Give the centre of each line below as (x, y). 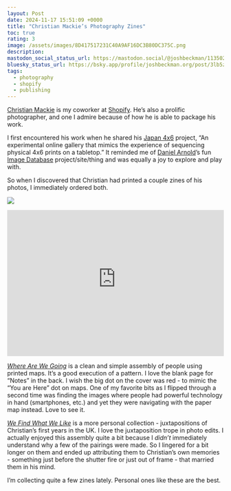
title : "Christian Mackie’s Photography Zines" (77, 26)
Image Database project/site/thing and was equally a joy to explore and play (114, 160)
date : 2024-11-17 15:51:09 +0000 (55, 20)
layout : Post (26, 13)
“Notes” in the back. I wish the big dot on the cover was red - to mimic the (112, 381)
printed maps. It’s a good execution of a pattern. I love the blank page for (110, 373)
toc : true (21, 33)
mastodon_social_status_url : (49, 58)
